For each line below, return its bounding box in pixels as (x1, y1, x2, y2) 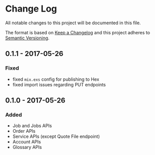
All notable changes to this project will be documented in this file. (5, 20, 141, 26)
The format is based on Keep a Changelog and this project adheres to (5, 29, 150, 35)
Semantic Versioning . (5, 35, 49, 41)
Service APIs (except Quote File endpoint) (12, 133, 100, 139)
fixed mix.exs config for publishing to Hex (12, 76, 99, 82)
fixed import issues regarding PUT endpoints (12, 81, 106, 87)
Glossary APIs (12, 144, 42, 150)
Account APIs (12, 139, 41, 145)
